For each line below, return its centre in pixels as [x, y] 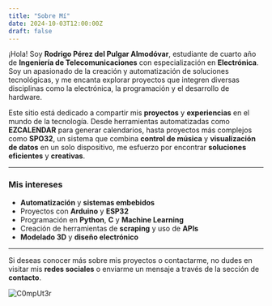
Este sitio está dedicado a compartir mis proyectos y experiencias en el [129, 113]
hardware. [25, 97]
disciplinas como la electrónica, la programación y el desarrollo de [119, 88]
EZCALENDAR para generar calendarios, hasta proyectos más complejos [130, 130]
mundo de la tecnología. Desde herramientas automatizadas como [119, 122]
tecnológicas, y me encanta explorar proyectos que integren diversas [124, 80]
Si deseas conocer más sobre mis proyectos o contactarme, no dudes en [130, 260]
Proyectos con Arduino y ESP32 [74, 211]
